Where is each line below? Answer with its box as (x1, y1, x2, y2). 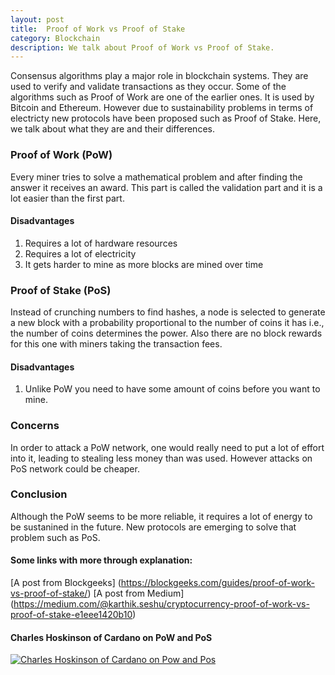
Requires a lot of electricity (24, 247, 137, 260)
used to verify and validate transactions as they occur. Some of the (10, 81, 287, 93)
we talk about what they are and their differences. (10, 123, 215, 135)
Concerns (10, 419, 60, 433)
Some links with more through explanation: (10, 554, 193, 566)
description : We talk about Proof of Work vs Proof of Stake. (10, 42, 275, 53)
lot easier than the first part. (10, 192, 125, 204)
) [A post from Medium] (87, 587, 185, 600)
